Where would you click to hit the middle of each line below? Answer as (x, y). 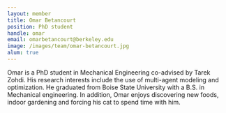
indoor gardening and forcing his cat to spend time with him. (94, 102)
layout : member (29, 14)
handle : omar (26, 33)
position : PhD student (40, 27)
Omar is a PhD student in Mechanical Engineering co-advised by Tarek (109, 72)
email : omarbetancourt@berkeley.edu (60, 40)
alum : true (23, 53)
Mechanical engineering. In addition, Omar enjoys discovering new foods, (113, 94)
